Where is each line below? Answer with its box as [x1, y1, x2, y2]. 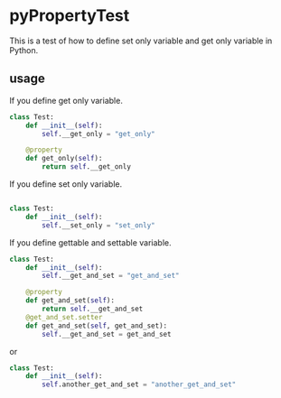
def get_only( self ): [25, 154, 103, 163]
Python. [9, 44, 39, 55]
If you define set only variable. [9, 179, 123, 190]
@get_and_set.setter [25, 312, 103, 321]
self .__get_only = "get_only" [42, 129, 155, 138]
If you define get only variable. [9, 95, 124, 106]
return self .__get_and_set [42, 304, 144, 313]
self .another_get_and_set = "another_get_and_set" [42, 380, 237, 389]
